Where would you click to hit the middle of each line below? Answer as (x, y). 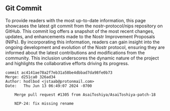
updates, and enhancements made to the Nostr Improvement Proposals (80, 36)
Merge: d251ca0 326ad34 (31, 77)
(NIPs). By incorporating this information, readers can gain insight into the (82, 42)
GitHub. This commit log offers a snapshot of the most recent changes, (80, 31)
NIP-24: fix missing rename (44, 103)
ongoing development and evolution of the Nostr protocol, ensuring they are (85, 47)
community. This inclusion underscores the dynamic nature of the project (82, 58)
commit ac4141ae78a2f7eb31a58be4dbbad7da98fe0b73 (59, 73)
